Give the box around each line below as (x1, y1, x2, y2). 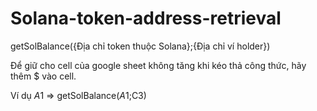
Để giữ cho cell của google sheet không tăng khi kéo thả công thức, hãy (10, 59, 307, 71)
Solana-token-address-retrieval (10, 7, 282, 30)
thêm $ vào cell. (10, 70, 77, 82)
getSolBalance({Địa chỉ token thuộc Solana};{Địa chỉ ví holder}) (10, 40, 271, 52)
